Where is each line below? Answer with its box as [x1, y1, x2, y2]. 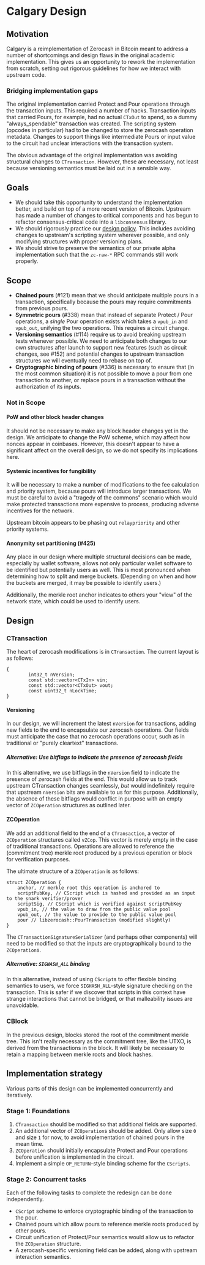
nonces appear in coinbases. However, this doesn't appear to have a [6, 441, 179, 448]
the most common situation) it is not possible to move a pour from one [15, 370, 193, 377]
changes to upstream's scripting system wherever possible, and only [15, 232, 190, 239]
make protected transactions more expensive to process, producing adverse [6, 501, 199, 508]
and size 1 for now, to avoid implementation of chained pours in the [15, 1134, 185, 1141]
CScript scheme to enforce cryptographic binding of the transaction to [15, 1207, 194, 1215]
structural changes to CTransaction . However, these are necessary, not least [6, 158, 199, 165]
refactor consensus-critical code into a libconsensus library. [15, 218, 167, 225]
